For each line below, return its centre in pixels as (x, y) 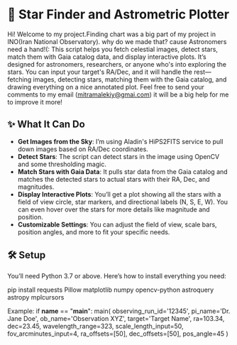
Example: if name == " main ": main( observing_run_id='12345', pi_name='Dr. (119, 311)
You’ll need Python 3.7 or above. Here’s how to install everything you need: (117, 275)
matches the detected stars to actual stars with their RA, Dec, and (114, 179)
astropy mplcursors (36, 297)
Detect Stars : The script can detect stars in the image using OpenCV (118, 156)
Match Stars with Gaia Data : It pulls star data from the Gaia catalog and (123, 171)
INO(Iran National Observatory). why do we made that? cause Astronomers (117, 41)
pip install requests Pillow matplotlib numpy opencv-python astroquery (111, 290)
